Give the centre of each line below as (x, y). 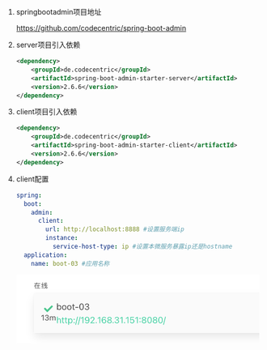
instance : (62, 238)
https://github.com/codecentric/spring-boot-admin (101, 28)
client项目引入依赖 (47, 112)
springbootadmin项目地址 (59, 12)
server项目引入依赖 (48, 45)
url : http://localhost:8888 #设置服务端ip (115, 229)
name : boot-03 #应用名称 (70, 263)
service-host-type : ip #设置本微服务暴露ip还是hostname (142, 246)
